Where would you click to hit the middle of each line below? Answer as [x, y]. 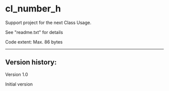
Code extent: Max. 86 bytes [34, 42]
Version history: [31, 62]
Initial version [19, 84]
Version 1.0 [17, 74]
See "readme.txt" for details [34, 32]
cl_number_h [33, 9]
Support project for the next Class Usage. [48, 22]
